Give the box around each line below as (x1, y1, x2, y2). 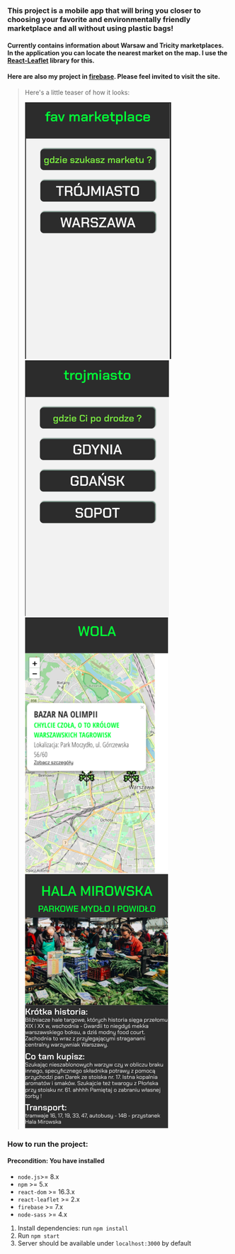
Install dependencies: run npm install (17, 1224, 129, 1232)
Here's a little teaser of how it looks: (24, 88, 130, 96)
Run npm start (17, 1231, 60, 1240)
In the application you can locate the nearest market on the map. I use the (7, 48, 228, 57)
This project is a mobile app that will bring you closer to (7, 6, 202, 16)
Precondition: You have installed (7, 1157, 105, 1165)
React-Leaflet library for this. (7, 56, 95, 65)
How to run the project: (7, 1139, 88, 1149)
